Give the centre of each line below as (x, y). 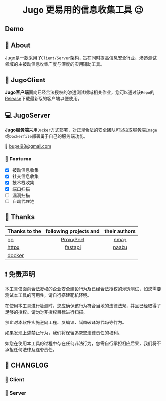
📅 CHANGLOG (27, 365)
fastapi (73, 247)
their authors (120, 231)
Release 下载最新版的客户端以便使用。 (44, 99)
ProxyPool (73, 239)
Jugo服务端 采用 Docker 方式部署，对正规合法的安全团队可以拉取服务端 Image (81, 130)
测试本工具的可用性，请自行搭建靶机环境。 (48, 295)
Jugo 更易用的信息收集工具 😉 (83, 10)
